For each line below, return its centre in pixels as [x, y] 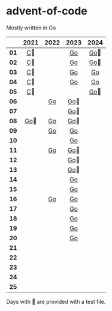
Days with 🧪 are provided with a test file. [56, 301]
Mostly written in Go [31, 28]
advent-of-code [47, 11]
